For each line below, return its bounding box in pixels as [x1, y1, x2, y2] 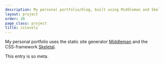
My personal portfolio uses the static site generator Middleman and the [5, 39, 148, 44]
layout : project [5, 12, 38, 17]
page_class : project [5, 21, 47, 26]
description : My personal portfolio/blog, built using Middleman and [5, 7, 150, 12]
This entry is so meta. [5, 53, 49, 59]
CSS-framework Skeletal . [5, 44, 56, 50]
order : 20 [5, 16, 25, 21]
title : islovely [5, 25, 38, 30]
